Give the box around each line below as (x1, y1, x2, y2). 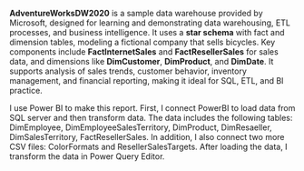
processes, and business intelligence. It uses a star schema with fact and (9, 27, 285, 37)
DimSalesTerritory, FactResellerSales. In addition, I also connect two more (9, 132, 285, 142)
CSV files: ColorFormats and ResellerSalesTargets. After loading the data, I (9, 141, 288, 152)
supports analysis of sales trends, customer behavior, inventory (9, 65, 248, 76)
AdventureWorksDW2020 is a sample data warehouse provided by (9, 8, 263, 18)
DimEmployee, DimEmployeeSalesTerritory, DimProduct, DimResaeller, (9, 122, 272, 133)
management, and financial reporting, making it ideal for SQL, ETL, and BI (9, 75, 284, 85)
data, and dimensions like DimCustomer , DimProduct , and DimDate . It (9, 56, 274, 66)
